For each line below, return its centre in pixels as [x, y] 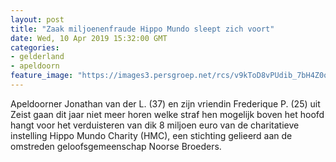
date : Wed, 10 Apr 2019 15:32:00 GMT [89, 38]
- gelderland [37, 57]
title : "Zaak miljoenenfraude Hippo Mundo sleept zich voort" [142, 29]
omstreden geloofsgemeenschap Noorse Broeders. [116, 146]
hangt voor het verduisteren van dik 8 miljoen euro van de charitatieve [155, 125]
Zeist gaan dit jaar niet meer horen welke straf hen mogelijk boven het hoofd [167, 114]
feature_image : [42, 76]
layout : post [37, 19]
